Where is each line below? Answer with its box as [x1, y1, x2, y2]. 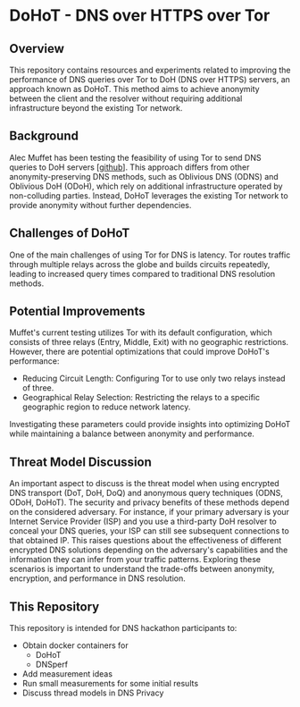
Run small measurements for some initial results [21, 678, 199, 689]
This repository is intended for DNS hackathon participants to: [9, 623, 237, 634]
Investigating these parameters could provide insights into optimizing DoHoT [9, 419, 291, 430]
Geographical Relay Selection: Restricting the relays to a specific [21, 392, 261, 403]
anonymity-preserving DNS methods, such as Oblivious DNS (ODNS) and [9, 171, 279, 181]
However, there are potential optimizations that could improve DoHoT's [9, 346, 270, 358]
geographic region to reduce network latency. [21, 401, 191, 412]
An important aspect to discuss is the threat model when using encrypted [9, 478, 279, 489]
